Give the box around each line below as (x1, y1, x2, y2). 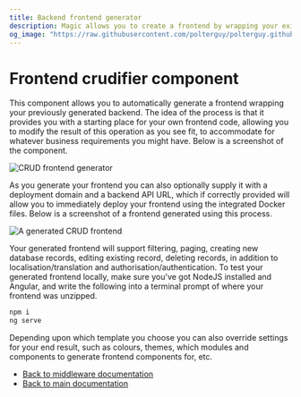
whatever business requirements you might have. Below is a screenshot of (9, 136, 284, 147)
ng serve (9, 317, 42, 325)
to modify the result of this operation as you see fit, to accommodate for (9, 126, 275, 137)
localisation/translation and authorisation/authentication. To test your (9, 262, 263, 273)
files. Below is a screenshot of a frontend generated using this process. (9, 208, 273, 219)
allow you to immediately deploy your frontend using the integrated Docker (9, 198, 286, 210)
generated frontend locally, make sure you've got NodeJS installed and (9, 272, 271, 283)
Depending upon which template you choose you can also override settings (9, 333, 288, 343)
